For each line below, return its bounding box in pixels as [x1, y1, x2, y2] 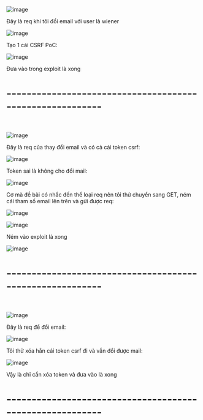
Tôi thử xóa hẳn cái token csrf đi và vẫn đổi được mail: [6, 347, 143, 354]
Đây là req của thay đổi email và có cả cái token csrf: [6, 143, 140, 151]
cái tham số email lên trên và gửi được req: [6, 197, 114, 204]
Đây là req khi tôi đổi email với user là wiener [6, 18, 120, 24]
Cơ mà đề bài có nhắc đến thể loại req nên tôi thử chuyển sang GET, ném [6, 190, 191, 198]
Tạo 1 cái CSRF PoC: [6, 42, 58, 48]
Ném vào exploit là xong [6, 233, 67, 240]
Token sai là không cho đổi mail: [6, 167, 88, 174]
